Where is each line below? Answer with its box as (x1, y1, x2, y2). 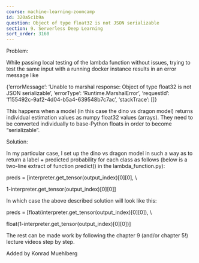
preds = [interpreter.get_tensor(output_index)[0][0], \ (6, 174, 137, 181)
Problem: (6, 47, 29, 54)
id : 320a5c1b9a (6, 14, 44, 20)
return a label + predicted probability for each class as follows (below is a (6, 156, 188, 163)
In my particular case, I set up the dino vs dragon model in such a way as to (6, 150, 193, 157)
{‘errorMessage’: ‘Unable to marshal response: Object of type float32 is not (6, 83, 192, 90)
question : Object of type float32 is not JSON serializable (6, 20, 160, 26)
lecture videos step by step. (6, 238, 75, 246)
